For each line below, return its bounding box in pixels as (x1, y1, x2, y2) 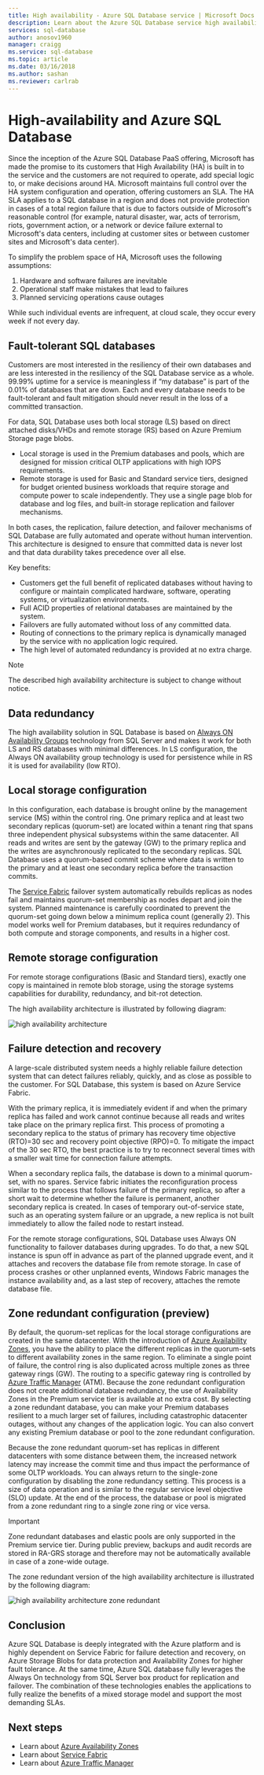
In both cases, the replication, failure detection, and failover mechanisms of (8, 523, 252, 532)
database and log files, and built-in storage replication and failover (19, 499, 235, 509)
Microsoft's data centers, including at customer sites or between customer (8, 229, 250, 238)
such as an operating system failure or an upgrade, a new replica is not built (8, 1210, 254, 1219)
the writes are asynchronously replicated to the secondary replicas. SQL (8, 846, 242, 855)
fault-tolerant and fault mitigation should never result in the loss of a (8, 394, 229, 403)
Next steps (8, 1721, 63, 1734)
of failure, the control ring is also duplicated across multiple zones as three (8, 1361, 250, 1370)
